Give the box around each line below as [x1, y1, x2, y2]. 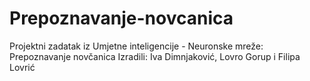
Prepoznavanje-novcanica [9, 7, 234, 30]
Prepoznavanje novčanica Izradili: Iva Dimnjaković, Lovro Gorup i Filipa [9, 50, 301, 62]
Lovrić [9, 61, 36, 73]
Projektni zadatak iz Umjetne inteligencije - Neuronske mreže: [9, 40, 264, 52]
